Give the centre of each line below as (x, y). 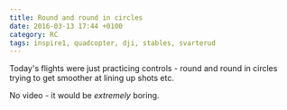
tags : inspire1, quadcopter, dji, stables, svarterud (113, 43)
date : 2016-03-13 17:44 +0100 (66, 26)
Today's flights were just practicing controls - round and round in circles (143, 69)
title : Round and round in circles (76, 18)
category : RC (34, 34)
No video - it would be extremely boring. (84, 96)
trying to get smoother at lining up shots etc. (92, 78)
